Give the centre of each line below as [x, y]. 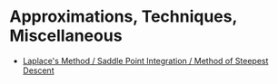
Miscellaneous [66, 36]
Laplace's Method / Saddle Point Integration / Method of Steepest [145, 61]
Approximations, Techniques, [124, 17]
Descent [38, 70]
